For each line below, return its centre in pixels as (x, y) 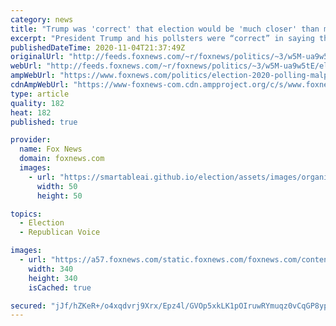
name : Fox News (51, 149)
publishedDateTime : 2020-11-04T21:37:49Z (98, 47)
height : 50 (59, 196)
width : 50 (57, 186)
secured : (28, 306)
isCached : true (60, 287)
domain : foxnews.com (62, 159)
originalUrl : (37, 57)
